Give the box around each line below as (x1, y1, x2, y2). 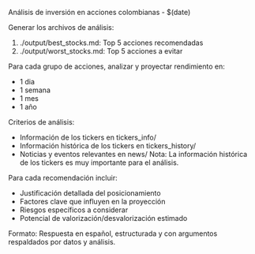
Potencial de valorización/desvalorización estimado (19, 214, 188, 222)
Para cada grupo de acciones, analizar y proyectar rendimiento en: (8, 62, 225, 71)
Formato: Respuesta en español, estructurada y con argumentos (8, 229, 218, 238)
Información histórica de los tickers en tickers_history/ (19, 141, 197, 150)
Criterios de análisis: (8, 118, 75, 126)
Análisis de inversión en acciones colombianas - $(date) (8, 8, 191, 17)
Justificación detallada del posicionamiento (19, 189, 161, 197)
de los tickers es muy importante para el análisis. (19, 158, 179, 167)
